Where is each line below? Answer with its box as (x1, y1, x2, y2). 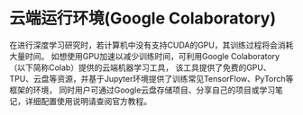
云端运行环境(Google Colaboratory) (9, 8, 277, 29)
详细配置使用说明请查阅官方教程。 (24, 95, 151, 106)
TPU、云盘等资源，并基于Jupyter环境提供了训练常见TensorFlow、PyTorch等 (9, 73, 294, 84)
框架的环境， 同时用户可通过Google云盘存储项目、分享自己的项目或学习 (9, 84, 276, 95)
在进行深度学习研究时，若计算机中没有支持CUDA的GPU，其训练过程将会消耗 (9, 40, 294, 50)
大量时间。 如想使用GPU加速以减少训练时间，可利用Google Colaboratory (9, 50, 280, 61)
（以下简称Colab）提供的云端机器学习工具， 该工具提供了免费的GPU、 (9, 62, 272, 73)
